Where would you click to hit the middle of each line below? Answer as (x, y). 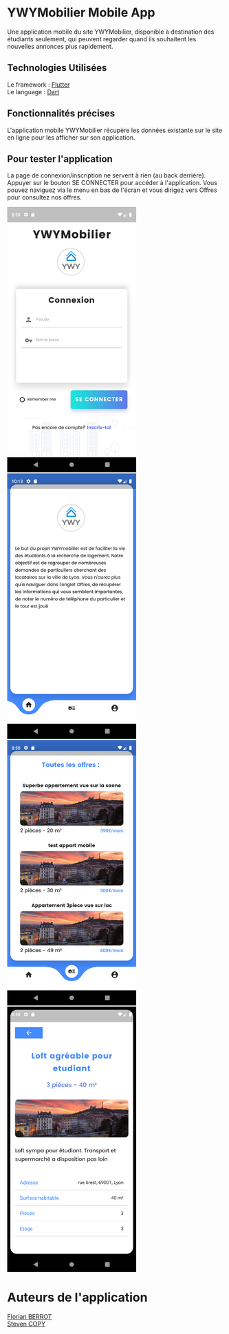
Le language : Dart (33, 92)
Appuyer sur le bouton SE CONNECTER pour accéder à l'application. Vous (112, 183)
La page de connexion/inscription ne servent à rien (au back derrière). (107, 175)
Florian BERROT (30, 1316)
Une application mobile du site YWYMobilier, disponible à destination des (111, 32)
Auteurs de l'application (77, 1298)
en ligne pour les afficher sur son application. (71, 137)
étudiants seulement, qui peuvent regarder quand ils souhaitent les (102, 39)
